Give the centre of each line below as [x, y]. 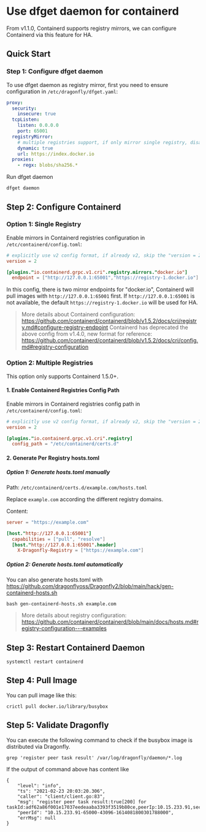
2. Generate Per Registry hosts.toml [53, 458]
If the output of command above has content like [68, 769]
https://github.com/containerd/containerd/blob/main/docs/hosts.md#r [110, 622]
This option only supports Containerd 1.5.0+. [63, 376]
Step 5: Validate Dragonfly [58, 725]
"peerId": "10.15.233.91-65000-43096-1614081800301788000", [96, 812]
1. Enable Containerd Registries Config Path [63, 390]
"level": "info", [40, 785]
